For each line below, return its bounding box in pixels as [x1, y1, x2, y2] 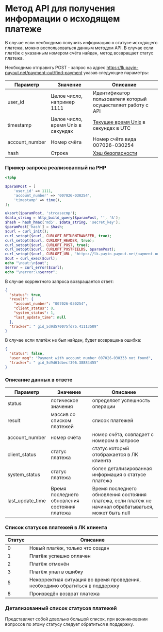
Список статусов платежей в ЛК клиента [5, 524, 108, 531]
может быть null [92, 509, 130, 516]
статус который [92, 445, 130, 452]
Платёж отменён [29, 561, 69, 567]
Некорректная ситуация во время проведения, [29, 577, 141, 583]
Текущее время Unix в [93, 119, 146, 125]
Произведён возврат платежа [29, 590, 100, 597]
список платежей [92, 417, 133, 424]
